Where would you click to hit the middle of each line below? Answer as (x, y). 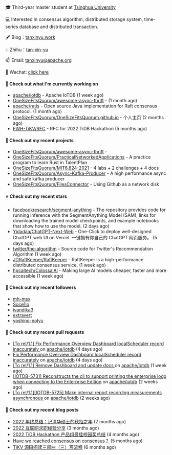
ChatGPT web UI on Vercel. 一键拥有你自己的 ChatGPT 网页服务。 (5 (85, 237)
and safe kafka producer (39, 179)
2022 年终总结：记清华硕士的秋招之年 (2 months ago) (69, 422)
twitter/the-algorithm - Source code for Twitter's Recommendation (83, 248)
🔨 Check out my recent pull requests (45, 332)
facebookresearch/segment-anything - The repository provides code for (89, 210)
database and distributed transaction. (59, 27)
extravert (22, 315)
